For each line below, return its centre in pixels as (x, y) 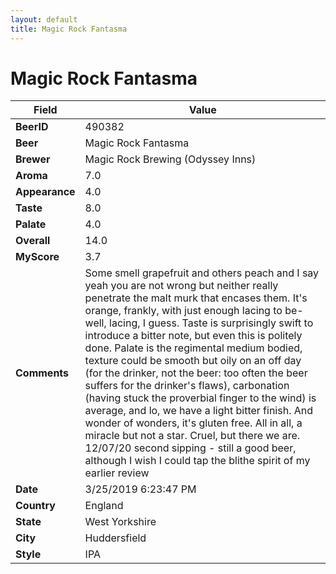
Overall (33, 241)
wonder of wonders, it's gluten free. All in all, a (193, 423)
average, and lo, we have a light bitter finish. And (199, 411)
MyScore (37, 257)
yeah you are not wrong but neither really (181, 286)
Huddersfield (115, 538)
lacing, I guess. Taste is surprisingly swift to (211, 323)
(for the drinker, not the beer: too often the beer (196, 373)
